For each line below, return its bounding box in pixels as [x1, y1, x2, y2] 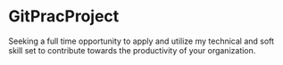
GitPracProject [8, 6, 120, 27]
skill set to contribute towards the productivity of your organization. [8, 45, 256, 55]
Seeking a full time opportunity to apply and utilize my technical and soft [8, 36, 274, 46]
